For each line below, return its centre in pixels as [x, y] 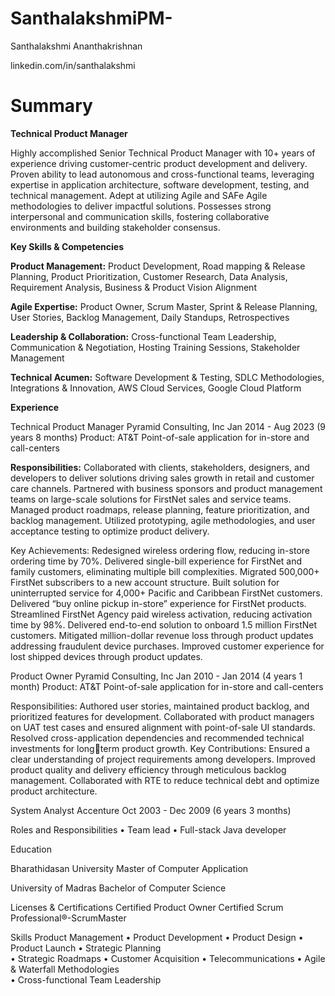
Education [31, 849]
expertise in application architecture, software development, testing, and [160, 184]
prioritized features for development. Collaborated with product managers [162, 716]
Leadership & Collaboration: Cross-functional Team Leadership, [143, 336]
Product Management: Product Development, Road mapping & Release [158, 266]
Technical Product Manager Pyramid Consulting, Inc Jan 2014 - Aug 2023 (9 [168, 426]
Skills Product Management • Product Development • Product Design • [157, 937]
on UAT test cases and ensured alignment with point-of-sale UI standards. [163, 727]
